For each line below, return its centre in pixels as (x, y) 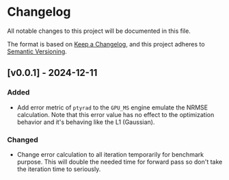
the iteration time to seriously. (59, 169)
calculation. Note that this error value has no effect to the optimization (116, 114)
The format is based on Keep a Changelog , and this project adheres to (106, 44)
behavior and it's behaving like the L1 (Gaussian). (86, 122)
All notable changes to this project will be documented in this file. (99, 31)
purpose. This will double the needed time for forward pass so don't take (120, 162)
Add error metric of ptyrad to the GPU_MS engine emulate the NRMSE (112, 107)
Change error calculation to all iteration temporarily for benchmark (110, 154)
